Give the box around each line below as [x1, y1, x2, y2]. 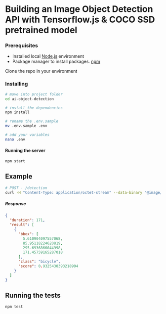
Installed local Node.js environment [12, 53, 84, 59]
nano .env [5, 137, 26, 142]
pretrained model [5, 25, 78, 36]
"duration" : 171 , [9, 218, 45, 223]
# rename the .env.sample [5, 119, 58, 124]
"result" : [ [9, 223, 35, 227]
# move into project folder [5, 91, 63, 97]
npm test [5, 304, 23, 310]
